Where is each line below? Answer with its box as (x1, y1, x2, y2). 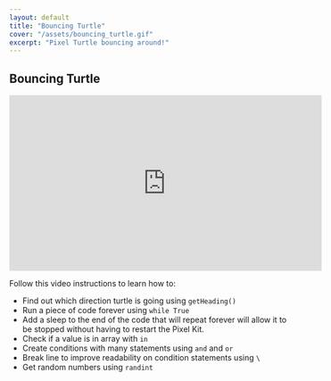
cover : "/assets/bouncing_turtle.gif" (9, 29, 153, 38)
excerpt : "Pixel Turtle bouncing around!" (9, 37, 170, 47)
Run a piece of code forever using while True (21, 305, 190, 316)
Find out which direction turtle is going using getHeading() (21, 295, 236, 306)
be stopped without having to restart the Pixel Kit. (21, 324, 205, 335)
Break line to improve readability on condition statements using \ (21, 352, 261, 363)
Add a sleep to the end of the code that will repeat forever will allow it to (21, 314, 287, 326)
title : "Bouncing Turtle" (9, 21, 105, 30)
